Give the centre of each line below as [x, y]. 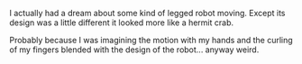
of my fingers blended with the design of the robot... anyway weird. [134, 50]
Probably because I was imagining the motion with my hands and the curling [151, 40]
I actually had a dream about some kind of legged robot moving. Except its [147, 13]
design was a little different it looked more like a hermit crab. [122, 23]
